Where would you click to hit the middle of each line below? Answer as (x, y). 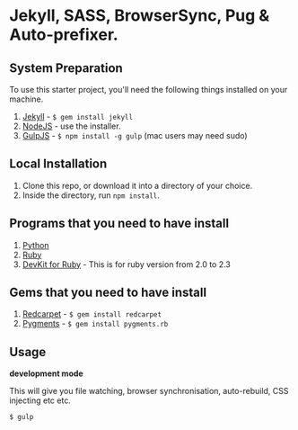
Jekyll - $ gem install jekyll (77, 116)
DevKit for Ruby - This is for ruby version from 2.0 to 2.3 (127, 264)
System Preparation (66, 68)
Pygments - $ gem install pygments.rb (95, 324)
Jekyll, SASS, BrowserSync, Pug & (140, 16)
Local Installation (58, 164)
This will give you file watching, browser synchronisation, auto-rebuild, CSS (149, 391)
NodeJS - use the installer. (71, 126)
